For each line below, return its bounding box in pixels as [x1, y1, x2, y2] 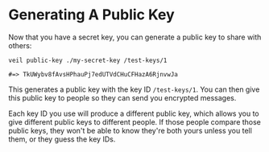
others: [8, 40, 32, 50]
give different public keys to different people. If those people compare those [8, 117, 262, 126]
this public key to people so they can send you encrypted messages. [8, 92, 237, 102]
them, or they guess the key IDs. [8, 134, 116, 144]
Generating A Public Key [8, 6, 175, 24]
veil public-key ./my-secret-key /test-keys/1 [8, 56, 168, 64]
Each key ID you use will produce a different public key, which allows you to [8, 109, 259, 118]
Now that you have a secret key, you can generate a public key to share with [8, 32, 262, 42]
